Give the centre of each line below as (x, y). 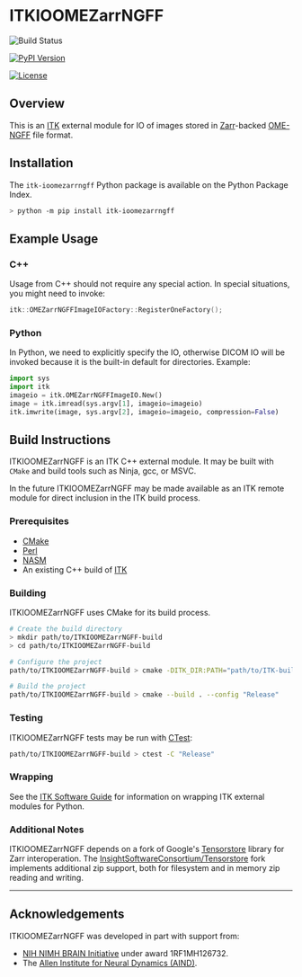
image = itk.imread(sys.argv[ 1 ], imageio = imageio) (106, 404)
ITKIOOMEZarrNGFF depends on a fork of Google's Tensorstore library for (147, 848)
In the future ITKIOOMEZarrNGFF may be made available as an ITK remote (147, 488)
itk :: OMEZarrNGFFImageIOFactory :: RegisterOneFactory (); (116, 310)
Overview (37, 104)
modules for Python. (47, 806)
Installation (41, 163)
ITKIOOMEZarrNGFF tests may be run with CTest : (101, 737)
